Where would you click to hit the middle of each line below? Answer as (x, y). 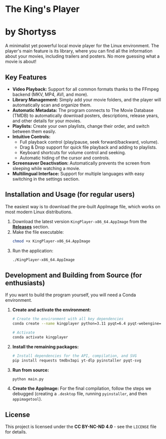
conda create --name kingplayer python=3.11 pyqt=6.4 (69, 324)
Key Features (26, 77)
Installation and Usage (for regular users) (70, 195)
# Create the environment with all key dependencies (68, 319)
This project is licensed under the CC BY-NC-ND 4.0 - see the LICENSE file (81, 427)
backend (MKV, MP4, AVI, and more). (50, 94)
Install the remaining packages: (46, 347)
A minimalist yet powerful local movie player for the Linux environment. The (82, 46)
